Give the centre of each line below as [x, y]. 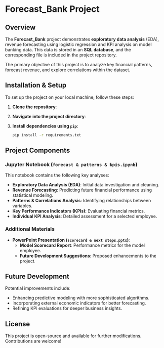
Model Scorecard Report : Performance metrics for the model [82, 245]
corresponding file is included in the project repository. [61, 55]
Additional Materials [30, 229]
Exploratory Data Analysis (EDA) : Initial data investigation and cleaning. [86, 185]
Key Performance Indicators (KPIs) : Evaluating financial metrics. [79, 211]
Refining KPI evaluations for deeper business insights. [67, 308]
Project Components [38, 151]
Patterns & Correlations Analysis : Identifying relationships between [82, 201]
